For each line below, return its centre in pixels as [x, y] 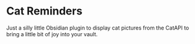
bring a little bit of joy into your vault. [52, 34]
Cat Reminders [45, 11]
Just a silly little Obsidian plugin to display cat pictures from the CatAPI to [98, 28]
